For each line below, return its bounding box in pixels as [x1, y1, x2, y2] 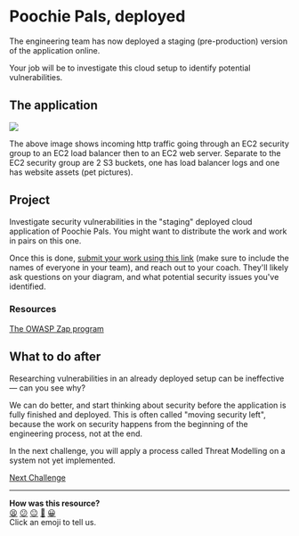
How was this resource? [9, 498, 101, 508]
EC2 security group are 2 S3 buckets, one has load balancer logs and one [9, 157, 280, 168]
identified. [9, 281, 46, 292]
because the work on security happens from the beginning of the [9, 418, 248, 429]
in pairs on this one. [9, 235, 82, 246]
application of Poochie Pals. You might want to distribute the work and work [9, 226, 287, 236]
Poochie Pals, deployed [9, 6, 186, 27]
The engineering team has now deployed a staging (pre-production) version [9, 36, 287, 46]
